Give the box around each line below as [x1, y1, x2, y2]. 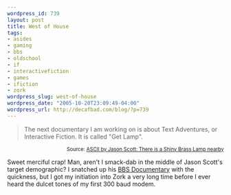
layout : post [7, 17, 45, 23]
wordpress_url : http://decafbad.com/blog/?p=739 [7, 106, 149, 113]
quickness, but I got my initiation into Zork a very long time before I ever [7, 172, 211, 181]
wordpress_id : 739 [7, 10, 60, 17]
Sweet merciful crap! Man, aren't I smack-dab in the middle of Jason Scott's [7, 158, 223, 166]
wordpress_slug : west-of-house [7, 94, 97, 101]
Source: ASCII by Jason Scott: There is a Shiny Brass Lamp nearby [66, 145, 224, 152]
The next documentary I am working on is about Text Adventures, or [23, 125, 218, 133]
